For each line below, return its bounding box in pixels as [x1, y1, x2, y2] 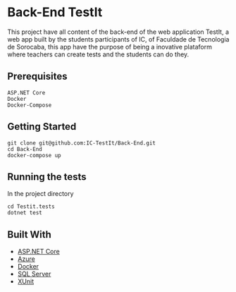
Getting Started [7, 121, 77, 133]
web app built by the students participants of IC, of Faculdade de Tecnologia [7, 35, 230, 43]
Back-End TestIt [7, 4, 103, 20]
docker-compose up [7, 152, 61, 159]
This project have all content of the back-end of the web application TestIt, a [7, 28, 230, 36]
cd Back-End [7, 145, 42, 152]
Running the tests [7, 171, 87, 183]
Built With [7, 229, 51, 241]
